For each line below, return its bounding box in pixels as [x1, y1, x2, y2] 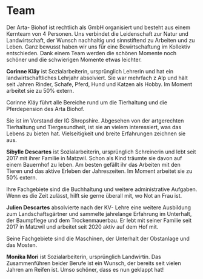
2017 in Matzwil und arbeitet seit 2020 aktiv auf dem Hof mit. [6, 223, 159, 230]
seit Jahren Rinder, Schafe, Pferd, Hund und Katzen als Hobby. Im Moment [6, 80, 193, 88]
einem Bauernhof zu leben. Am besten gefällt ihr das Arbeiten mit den [6, 161, 181, 168]
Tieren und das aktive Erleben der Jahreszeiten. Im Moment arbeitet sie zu [6, 167, 193, 175]
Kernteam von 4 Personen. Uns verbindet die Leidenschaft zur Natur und [6, 30, 189, 37]
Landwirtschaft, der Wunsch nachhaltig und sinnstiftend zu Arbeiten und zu [6, 36, 195, 44]
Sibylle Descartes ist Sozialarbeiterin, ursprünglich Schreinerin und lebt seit [6, 148, 196, 155]
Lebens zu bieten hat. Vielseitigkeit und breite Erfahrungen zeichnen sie [6, 130, 186, 137]
